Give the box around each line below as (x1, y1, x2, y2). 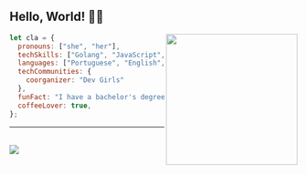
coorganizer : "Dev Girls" (26, 76, 125, 85)
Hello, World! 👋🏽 (9, 9, 104, 25)
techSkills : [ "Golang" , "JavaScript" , (17, 50, 166, 59)
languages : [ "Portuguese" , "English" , (17, 58, 166, 68)
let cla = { (9, 33, 55, 42)
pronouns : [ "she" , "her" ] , (17, 42, 121, 51)
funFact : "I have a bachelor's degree (17, 92, 166, 101)
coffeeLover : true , (17, 101, 92, 110)
